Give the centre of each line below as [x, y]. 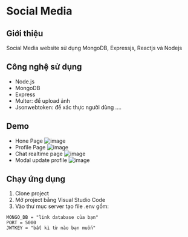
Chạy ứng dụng [36, 179]
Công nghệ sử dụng [44, 67]
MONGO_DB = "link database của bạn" [52, 218]
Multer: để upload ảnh [43, 100]
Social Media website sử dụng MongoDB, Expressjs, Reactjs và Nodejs [94, 48]
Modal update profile [41, 160]
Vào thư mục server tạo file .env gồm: [62, 206]
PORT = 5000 [21, 223]
